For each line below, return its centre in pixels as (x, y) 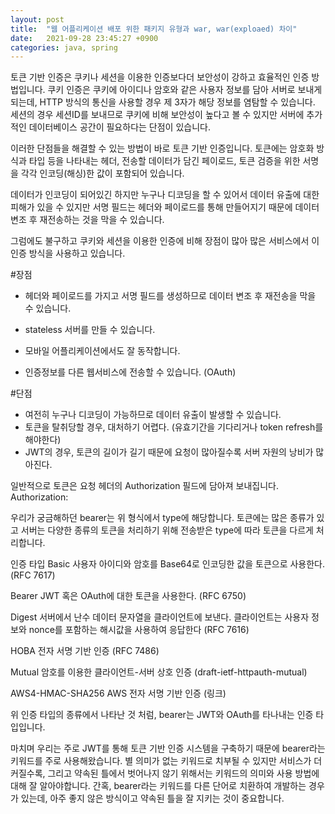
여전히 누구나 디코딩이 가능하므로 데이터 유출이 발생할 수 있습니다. (153, 415)
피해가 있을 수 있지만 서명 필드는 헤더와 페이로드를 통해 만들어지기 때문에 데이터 (165, 207)
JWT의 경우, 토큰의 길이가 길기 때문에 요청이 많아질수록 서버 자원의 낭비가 (169, 452)
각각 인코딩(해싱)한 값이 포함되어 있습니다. (102, 173)
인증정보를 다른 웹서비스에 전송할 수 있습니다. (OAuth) (130, 372)
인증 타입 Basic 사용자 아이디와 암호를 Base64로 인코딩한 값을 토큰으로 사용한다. (168, 564)
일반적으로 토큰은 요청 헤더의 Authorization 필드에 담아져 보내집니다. (144, 486)
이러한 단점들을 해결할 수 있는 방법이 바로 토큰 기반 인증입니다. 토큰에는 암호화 (162, 148)
